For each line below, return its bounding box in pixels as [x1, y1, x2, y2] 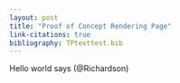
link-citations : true [9, 30, 91, 39]
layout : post [9, 13, 59, 23]
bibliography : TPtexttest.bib [9, 38, 124, 48]
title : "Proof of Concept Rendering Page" [9, 22, 172, 31]
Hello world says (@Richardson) [9, 63, 129, 74]
